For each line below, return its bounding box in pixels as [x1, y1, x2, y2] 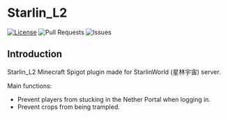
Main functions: [7, 82, 52, 90]
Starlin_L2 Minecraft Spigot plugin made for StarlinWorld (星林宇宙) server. [7, 68, 221, 76]
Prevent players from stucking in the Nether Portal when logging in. [17, 95, 211, 103]
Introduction [7, 48, 63, 60]
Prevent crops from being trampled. [17, 103, 120, 111]
